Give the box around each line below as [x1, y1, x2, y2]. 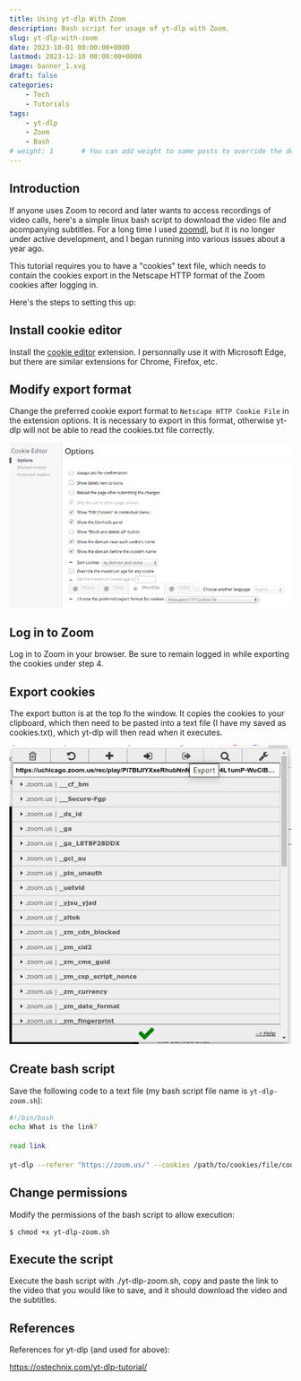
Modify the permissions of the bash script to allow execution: [9, 1209, 236, 1220]
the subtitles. [9, 1295, 57, 1306]
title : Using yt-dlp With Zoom [9, 14, 126, 23]
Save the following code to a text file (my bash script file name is [9, 1085, 248, 1096]
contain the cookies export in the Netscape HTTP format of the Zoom [9, 270, 266, 281]
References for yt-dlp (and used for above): [9, 1344, 170, 1355]
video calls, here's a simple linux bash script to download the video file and [9, 214, 287, 225]
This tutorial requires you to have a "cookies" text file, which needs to [9, 260, 266, 271]
